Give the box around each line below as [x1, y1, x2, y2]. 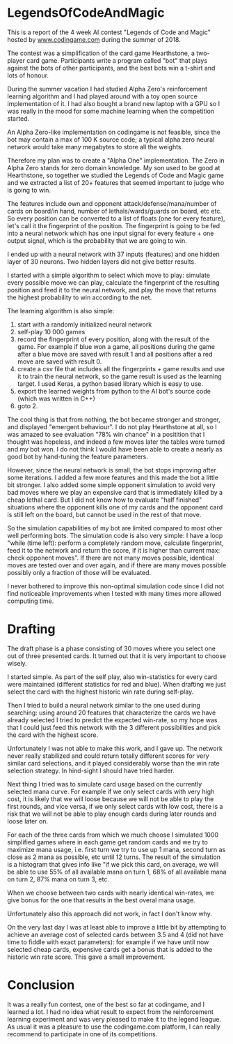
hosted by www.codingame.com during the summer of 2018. [7, 35, 181, 43]
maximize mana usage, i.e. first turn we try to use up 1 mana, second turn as [7, 845, 226, 853]
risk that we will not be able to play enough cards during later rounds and [7, 810, 217, 818]
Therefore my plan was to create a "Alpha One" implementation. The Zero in [7, 156, 225, 165]
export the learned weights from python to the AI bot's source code [17, 387, 211, 395]
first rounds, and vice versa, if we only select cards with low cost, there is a [7, 802, 223, 810]
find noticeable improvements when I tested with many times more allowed [7, 589, 222, 597]
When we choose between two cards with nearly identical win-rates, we [7, 888, 214, 897]
